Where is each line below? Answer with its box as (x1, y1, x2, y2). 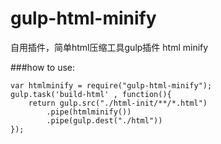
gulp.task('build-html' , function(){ (10, 89, 172, 99)
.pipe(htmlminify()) (46, 107, 132, 117)
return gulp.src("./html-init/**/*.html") (28, 98, 208, 108)
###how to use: (10, 61, 76, 73)
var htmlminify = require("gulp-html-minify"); (10, 80, 213, 91)
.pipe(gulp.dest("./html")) (46, 115, 163, 126)
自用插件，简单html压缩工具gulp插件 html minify (10, 41, 209, 53)
